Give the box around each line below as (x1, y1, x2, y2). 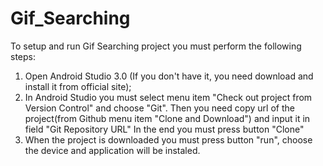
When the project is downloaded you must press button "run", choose (24, 133, 313, 146)
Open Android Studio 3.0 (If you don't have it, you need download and (24, 70, 314, 82)
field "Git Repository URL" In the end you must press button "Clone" (24, 123, 305, 135)
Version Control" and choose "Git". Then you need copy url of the (24, 102, 295, 114)
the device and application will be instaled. (24, 144, 201, 156)
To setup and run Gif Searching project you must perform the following (10, 40, 302, 52)
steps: (10, 50, 36, 62)
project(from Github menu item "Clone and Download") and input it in (24, 112, 311, 124)
